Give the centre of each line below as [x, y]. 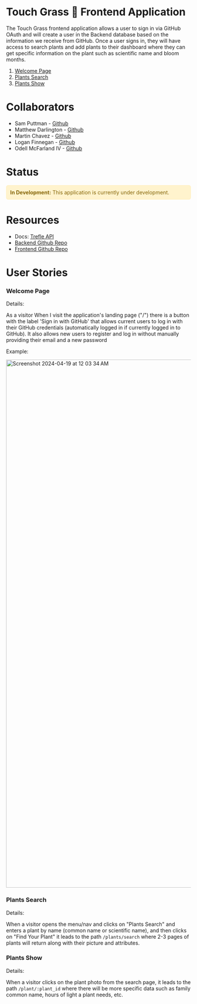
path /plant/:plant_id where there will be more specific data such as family [98, 988]
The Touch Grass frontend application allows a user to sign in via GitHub [94, 28]
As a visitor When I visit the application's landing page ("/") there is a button [98, 315]
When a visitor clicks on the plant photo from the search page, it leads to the [98, 982]
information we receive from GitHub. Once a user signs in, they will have [93, 41]
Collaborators [40, 107]
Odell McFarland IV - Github [48, 148]
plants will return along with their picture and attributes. [73, 943]
